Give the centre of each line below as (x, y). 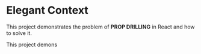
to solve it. (19, 33)
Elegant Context (47, 10)
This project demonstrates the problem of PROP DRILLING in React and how (100, 27)
